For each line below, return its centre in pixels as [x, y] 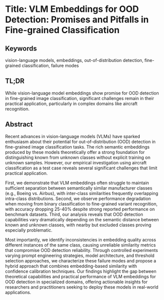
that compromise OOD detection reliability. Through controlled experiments [82, 250]
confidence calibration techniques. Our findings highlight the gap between [81, 271]
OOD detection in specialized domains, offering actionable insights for [76, 282]
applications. [18, 292]
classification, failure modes [50, 66]
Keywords [21, 48]
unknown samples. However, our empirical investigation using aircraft [76, 162]
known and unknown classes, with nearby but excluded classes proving [78, 225]
